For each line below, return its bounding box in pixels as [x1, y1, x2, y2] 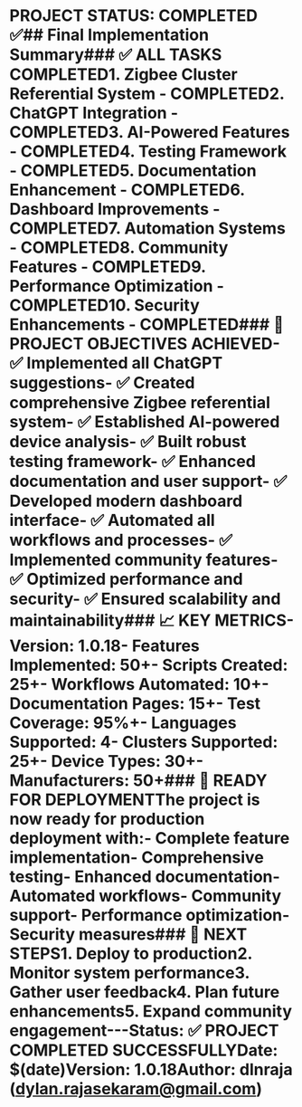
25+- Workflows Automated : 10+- [9, 674, 269, 695]
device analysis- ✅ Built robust [9, 432, 247, 453]
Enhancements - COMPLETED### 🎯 [9, 314, 285, 335]
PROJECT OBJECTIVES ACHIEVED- [9, 334, 280, 354]
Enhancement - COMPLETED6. [9, 180, 246, 200]
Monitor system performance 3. [9, 963, 250, 983]
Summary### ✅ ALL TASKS [9, 44, 222, 65]
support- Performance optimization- [9, 905, 290, 926]
